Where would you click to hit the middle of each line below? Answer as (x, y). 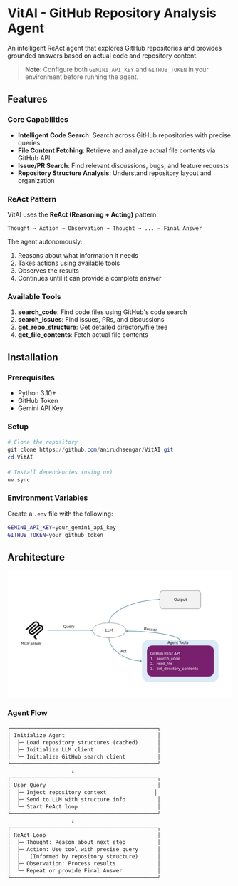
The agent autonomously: (45, 241)
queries (29, 142)
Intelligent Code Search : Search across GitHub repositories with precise (124, 135)
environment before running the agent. (82, 77)
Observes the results (48, 270)
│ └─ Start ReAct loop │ (84, 807)
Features (27, 99)
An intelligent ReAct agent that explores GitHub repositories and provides (115, 48)
